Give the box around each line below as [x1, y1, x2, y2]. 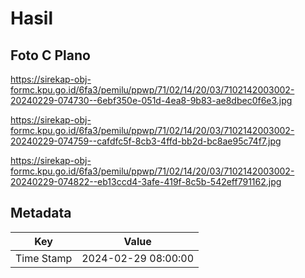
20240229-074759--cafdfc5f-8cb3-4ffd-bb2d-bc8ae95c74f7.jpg [10, 135, 282, 147]
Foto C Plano [10, 47, 91, 64]
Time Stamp [15, 251, 73, 265]
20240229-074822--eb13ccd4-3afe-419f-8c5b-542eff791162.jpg [10, 176, 282, 187]
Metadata [10, 205, 72, 222]
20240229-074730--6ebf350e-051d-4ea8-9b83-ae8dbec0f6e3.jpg [10, 95, 293, 106]
